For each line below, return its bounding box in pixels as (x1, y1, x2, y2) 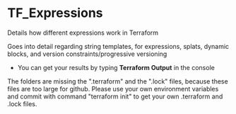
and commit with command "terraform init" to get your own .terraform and (7, 92, 223, 101)
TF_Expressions (7, 5, 103, 21)
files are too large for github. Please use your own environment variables (7, 84, 219, 93)
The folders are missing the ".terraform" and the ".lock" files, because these (7, 76, 228, 86)
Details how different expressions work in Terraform (7, 28, 159, 37)
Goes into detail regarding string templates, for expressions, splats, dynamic (7, 42, 230, 50)
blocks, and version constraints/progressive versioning (7, 50, 167, 58)
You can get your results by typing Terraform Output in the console (17, 63, 216, 72)
